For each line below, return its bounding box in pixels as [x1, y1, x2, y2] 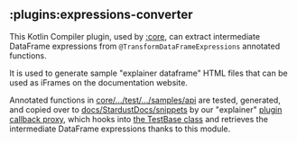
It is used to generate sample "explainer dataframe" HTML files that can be [9, 67, 288, 78]
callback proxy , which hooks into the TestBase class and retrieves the [9, 113, 269, 124]
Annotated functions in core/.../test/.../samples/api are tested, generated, [9, 94, 282, 105]
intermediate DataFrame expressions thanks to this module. [9, 123, 231, 134]
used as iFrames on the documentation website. [9, 76, 188, 88]
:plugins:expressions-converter [9, 7, 193, 22]
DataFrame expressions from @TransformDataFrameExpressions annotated [9, 40, 281, 51]
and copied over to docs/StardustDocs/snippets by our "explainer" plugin [9, 103, 283, 115]
